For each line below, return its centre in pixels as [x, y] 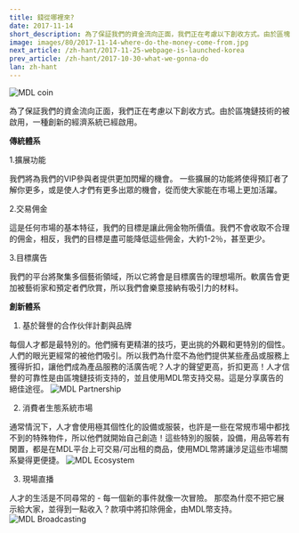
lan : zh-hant [33, 68]
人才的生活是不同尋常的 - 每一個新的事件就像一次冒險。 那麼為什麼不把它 [143, 497]
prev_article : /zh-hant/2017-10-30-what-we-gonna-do [109, 59]
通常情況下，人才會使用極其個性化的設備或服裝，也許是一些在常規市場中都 [145, 426]
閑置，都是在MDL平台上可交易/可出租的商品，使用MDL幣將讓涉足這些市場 [145, 448]
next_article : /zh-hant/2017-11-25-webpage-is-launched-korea [127, 51]
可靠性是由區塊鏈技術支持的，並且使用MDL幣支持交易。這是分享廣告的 [154, 377]
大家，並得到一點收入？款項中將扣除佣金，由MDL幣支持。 [131, 509]
